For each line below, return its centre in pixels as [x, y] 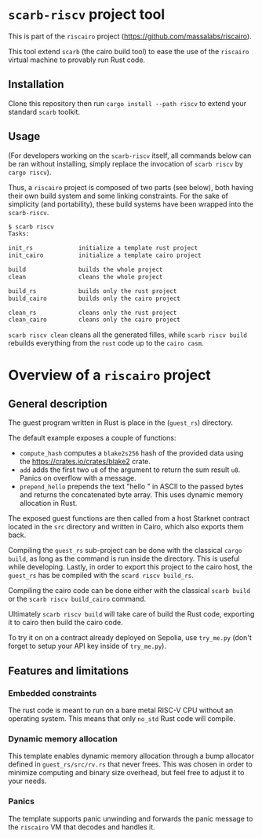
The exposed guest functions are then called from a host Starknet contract [129, 518]
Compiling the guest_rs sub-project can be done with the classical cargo [125, 551]
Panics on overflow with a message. [78, 478]
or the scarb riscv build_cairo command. [77, 599]
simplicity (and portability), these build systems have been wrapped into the [131, 204]
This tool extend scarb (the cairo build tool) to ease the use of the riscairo [129, 51]
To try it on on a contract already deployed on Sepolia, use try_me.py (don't [130, 638]
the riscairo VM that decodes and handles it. [82, 827]
